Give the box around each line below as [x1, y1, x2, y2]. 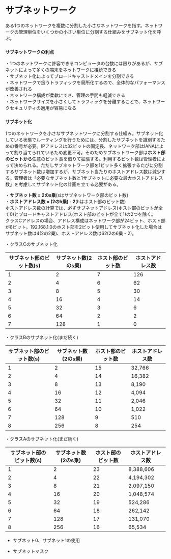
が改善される [5, 86, 32, 92]
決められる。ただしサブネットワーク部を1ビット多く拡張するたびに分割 [14, 162, 163, 168]
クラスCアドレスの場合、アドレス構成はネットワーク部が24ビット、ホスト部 [5, 217, 166, 223]
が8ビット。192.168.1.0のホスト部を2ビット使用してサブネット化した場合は [5, 223, 162, 230]
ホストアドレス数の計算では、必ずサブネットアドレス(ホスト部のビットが [5, 205, 159, 211]
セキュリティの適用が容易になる [9, 105, 77, 111]
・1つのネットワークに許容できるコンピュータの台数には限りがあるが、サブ [5, 61, 163, 67]
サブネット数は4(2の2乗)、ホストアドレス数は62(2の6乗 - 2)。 [5, 230, 136, 236]
